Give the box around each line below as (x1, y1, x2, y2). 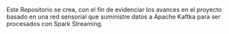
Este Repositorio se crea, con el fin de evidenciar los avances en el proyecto (6, 6, 222, 13)
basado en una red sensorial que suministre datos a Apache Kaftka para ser (6, 13, 221, 21)
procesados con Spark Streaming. (6, 20, 104, 27)
